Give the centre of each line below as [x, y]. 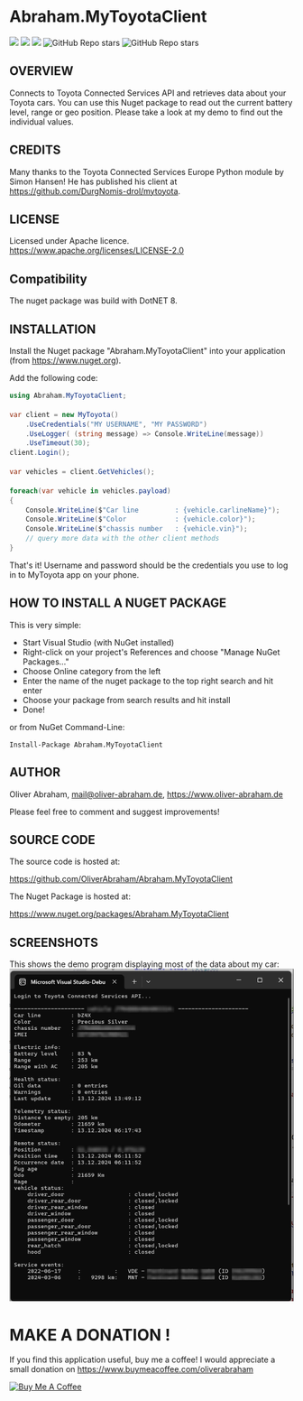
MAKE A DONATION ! [90, 1335]
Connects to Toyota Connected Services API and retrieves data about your [148, 93]
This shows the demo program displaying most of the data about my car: [144, 964]
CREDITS [35, 150]
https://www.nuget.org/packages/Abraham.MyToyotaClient [119, 914]
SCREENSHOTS [54, 942]
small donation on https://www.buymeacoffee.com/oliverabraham [132, 1369]
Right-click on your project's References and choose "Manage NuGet [151, 652]
